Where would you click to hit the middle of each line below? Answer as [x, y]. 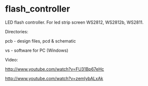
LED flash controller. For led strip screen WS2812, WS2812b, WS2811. [74, 22]
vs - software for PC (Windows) [37, 50]
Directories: [16, 31]
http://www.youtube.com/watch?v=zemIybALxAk [54, 78]
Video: [12, 59]
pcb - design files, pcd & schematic [41, 41]
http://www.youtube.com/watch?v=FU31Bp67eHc [55, 69]
